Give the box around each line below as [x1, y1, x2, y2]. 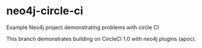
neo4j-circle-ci [6, 4, 83, 18]
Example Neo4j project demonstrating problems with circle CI [6, 24, 159, 31]
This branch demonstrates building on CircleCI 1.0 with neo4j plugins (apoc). [6, 35, 197, 42]
